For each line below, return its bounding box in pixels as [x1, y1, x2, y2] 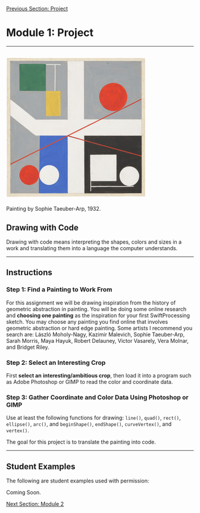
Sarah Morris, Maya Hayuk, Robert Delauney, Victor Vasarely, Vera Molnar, [6, 337, 189, 344]
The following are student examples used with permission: [6, 477, 149, 484]
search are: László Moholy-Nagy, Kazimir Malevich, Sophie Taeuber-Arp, [6, 331, 185, 338]
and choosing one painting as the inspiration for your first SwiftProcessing [6, 312, 190, 319]
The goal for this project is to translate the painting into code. [6, 438, 156, 446]
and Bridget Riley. [6, 343, 49, 351]
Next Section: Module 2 [6, 500, 64, 508]
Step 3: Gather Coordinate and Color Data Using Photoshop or [6, 393, 189, 401]
